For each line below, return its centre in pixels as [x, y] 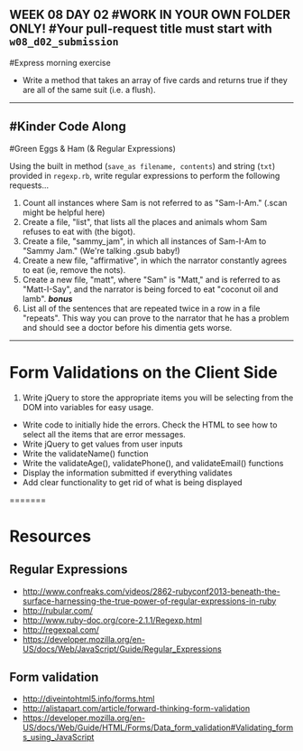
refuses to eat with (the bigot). [79, 231]
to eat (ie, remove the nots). [74, 269]
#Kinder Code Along [68, 127]
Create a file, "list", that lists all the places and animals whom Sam [145, 221]
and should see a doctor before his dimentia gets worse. [127, 327]
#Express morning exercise [60, 62]
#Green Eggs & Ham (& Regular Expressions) [92, 148]
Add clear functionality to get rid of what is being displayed [132, 482]
